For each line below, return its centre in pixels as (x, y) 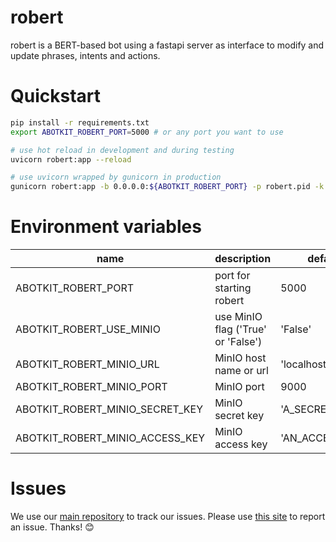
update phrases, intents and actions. (85, 55)
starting (233, 288)
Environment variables (106, 227)
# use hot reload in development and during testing (122, 150)
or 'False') (238, 342)
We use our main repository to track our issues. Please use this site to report (168, 516)
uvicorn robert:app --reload (71, 159)
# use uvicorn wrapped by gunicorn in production (116, 177)
